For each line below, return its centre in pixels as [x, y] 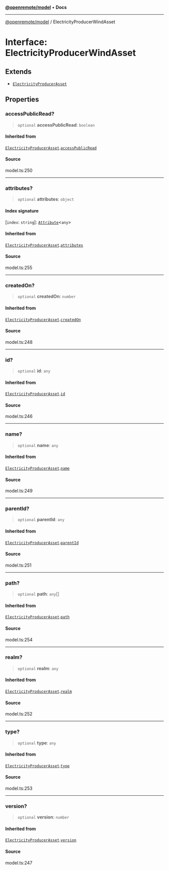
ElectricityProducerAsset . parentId [42, 542]
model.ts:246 [19, 417]
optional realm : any [38, 668]
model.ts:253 [19, 788]
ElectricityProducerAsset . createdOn [43, 319]
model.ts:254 [19, 639]
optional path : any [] [38, 594]
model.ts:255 [19, 268]
